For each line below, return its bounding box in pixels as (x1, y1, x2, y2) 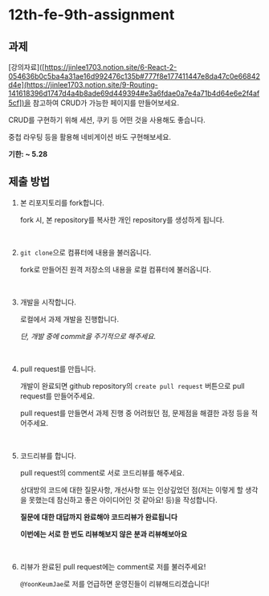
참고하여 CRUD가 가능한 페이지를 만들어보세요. (32, 98, 179, 108)
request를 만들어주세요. (19, 391, 96, 401)
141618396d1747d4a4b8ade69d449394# (8, 88, 145, 98)
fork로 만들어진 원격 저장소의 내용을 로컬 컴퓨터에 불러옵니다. (19, 264, 211, 274)
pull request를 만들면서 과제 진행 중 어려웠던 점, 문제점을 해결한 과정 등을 (19, 408, 250, 418)
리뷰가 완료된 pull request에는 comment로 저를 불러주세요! (19, 561, 206, 571)
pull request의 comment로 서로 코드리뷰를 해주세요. (19, 467, 185, 477)
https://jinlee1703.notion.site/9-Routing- (26, 80, 159, 89)
